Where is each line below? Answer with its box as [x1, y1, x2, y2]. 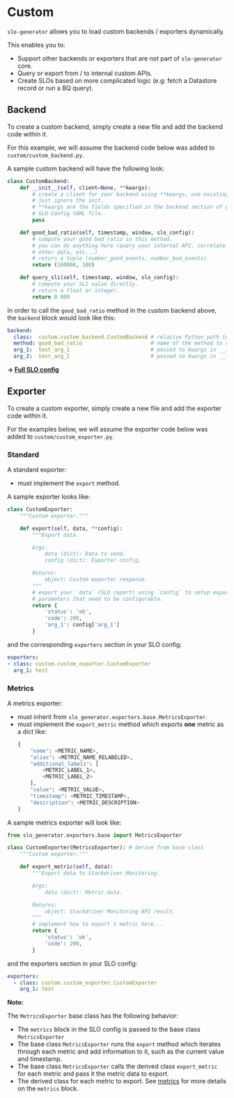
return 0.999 [32, 293, 70, 300]
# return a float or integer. [32, 287, 120, 294]
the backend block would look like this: [7, 313, 116, 322]
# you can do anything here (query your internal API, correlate [32, 242, 226, 249]
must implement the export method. [17, 479, 120, 487]
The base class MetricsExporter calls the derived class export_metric [17, 1062, 218, 1071]
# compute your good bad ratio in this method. [32, 235, 173, 242]
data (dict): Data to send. [44, 551, 127, 558]
